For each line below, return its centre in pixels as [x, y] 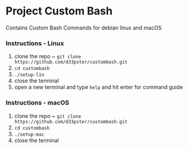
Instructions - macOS [37, 103]
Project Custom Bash [59, 11]
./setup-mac [29, 134]
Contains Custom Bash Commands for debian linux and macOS [84, 28]
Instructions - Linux [35, 43]
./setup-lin [29, 75]
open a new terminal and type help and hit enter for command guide [99, 87]
